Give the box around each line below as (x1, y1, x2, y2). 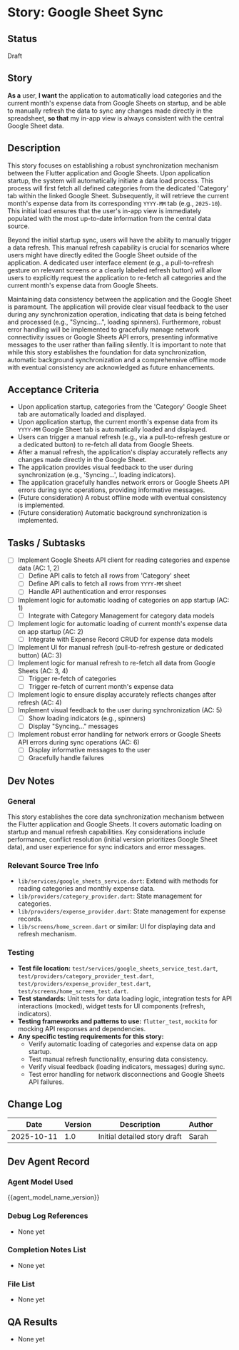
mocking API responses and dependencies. (17, 1024, 146, 1033)
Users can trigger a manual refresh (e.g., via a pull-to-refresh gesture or (17, 433, 230, 441)
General (7, 796, 36, 806)
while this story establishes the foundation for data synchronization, (7, 347, 207, 357)
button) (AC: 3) (17, 650, 62, 660)
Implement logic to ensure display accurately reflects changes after (17, 690, 216, 699)
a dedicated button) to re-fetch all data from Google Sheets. (17, 440, 195, 449)
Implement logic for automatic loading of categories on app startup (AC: (17, 595, 230, 604)
